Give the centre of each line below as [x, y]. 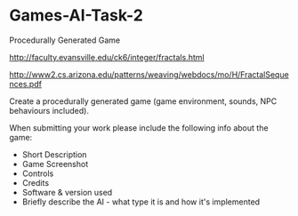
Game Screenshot [55, 164]
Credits [36, 182]
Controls [38, 173]
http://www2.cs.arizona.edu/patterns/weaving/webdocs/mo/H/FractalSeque [149, 74]
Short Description [54, 154]
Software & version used [67, 192]
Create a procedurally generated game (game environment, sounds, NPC [143, 101]
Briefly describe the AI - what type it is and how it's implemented [141, 202]
